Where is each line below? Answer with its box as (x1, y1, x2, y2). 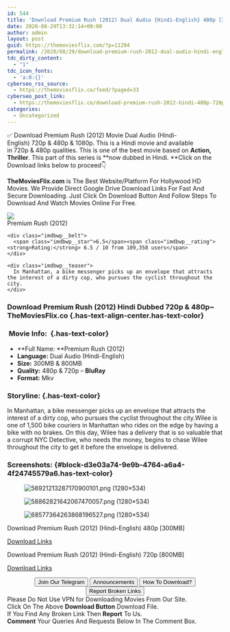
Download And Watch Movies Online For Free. (7, 198, 137, 207)
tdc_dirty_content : (7, 55, 63, 62)
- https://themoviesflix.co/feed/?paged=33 (13, 86, 139, 93)
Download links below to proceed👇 (7, 161, 106, 169)
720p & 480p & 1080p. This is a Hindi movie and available (31, 139, 194, 147)
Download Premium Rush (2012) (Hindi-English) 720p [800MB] (7, 550, 185, 559)
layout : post (7, 36, 44, 43)
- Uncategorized (13, 112, 60, 119)
